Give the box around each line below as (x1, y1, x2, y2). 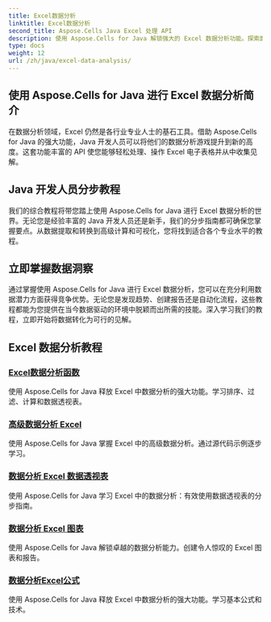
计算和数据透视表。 (22, 396, 86, 406)
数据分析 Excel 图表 (8, 523, 84, 534)
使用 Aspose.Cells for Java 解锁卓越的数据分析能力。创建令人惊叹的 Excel (8, 542, 253, 552)
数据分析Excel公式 (8, 574, 81, 586)
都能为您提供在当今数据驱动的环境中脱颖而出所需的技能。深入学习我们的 (15, 305, 256, 314)
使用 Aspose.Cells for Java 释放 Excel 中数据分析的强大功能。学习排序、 (8, 387, 248, 396)
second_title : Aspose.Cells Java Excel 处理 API (8, 27, 173, 35)
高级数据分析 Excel (8, 418, 82, 429)
